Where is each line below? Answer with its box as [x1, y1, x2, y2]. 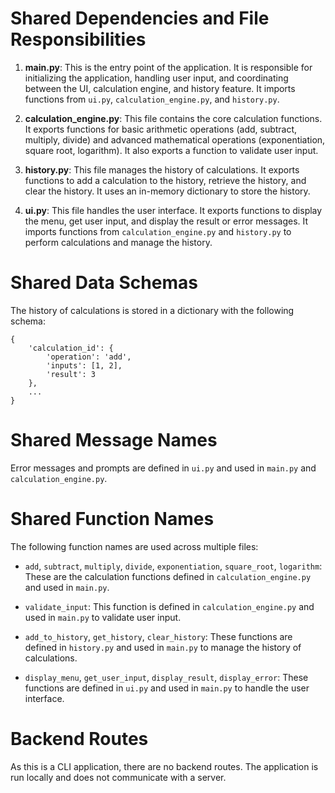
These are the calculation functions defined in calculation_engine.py [24, 570, 312, 582]
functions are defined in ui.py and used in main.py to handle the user [24, 682, 310, 694]
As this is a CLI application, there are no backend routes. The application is [10, 760, 319, 772]
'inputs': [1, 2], [46, 360, 123, 371]
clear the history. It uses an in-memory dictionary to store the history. [24, 185, 311, 197]
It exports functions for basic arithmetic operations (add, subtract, [24, 123, 298, 135]
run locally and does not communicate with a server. [10, 771, 227, 783]
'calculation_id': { [28, 343, 114, 353]
